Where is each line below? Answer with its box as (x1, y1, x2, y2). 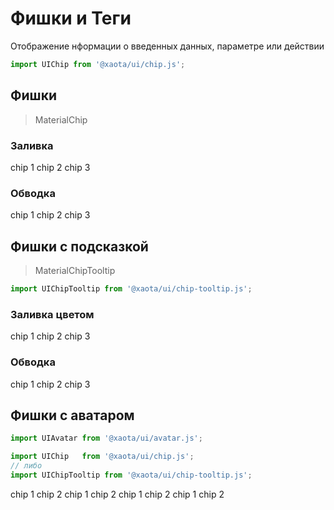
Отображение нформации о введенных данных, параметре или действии (10, 40, 325, 52)
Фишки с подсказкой (10, 238, 149, 255)
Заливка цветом (10, 307, 95, 321)
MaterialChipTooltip (34, 265, 116, 277)
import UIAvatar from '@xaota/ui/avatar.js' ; (10, 433, 203, 444)
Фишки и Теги (10, 7, 132, 30)
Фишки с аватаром (10, 407, 135, 424)
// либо (10, 461, 43, 471)
